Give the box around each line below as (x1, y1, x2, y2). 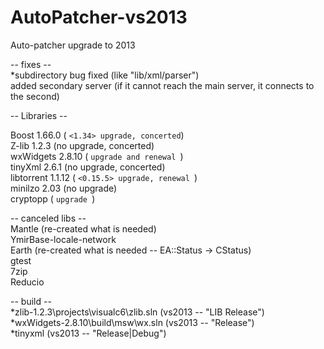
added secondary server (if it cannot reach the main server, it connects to (10, 79, 315, 91)
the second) (10, 90, 60, 102)
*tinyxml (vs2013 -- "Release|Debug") (10, 327, 167, 339)
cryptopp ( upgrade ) (10, 192, 96, 205)
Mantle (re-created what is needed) (10, 222, 157, 235)
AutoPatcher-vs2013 (10, 6, 188, 29)
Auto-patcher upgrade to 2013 (10, 39, 136, 51)
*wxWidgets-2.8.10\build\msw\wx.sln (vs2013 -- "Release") (10, 316, 255, 328)
